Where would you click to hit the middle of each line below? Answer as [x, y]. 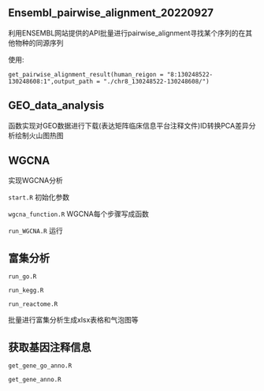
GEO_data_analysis [56, 106]
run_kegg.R [26, 291]
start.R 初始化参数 [39, 197]
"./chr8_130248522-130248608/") [157, 81]
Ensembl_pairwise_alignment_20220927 [111, 13]
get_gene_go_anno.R [40, 366]
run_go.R [22, 277]
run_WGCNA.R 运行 [35, 231]
